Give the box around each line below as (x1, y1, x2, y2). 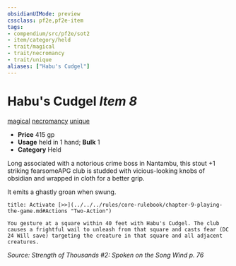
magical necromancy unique (7, 116, 90, 125)
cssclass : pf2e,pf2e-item (7, 17, 83, 24)
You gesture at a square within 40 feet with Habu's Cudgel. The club (7, 219, 220, 226)
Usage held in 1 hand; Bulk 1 (17, 138, 100, 146)
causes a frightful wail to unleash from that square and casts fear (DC (7, 226, 230, 233)
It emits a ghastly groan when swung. (7, 188, 117, 196)
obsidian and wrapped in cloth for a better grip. (7, 174, 145, 182)
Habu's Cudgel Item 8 (7, 93, 138, 109)
